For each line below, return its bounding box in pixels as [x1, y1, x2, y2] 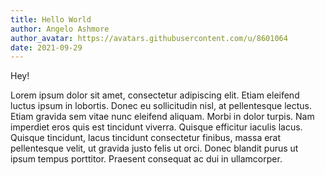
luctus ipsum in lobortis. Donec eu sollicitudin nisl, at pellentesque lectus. [10, 100, 312, 112]
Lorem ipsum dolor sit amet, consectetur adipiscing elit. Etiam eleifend [10, 89, 300, 101]
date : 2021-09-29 [10, 42, 83, 53]
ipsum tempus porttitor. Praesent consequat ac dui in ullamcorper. [10, 153, 283, 165]
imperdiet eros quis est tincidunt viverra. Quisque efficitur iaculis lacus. [10, 121, 303, 133]
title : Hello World [10, 14, 92, 25]
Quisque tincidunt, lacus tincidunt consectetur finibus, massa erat [10, 132, 282, 144]
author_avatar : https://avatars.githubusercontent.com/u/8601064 [10, 33, 288, 43]
